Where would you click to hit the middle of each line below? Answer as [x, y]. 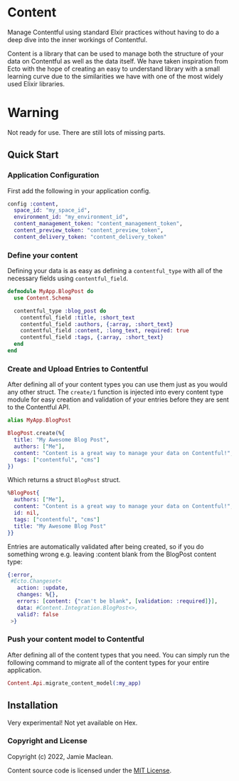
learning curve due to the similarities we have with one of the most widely [115, 76]
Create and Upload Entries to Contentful [78, 369]
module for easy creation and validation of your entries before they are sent [118, 399]
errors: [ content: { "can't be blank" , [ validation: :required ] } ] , [117, 601]
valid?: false [38, 614]
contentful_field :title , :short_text [78, 317]
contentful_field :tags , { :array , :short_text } [92, 337]
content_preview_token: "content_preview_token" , [89, 230]
